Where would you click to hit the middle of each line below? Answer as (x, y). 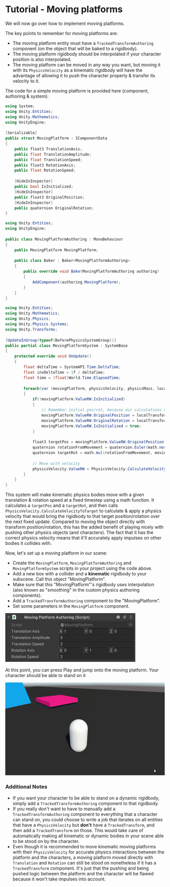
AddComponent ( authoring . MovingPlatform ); (77, 282)
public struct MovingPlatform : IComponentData (56, 138)
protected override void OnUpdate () (53, 356)
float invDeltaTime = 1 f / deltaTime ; (64, 372)
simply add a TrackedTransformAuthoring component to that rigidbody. (86, 803)
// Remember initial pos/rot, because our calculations (101, 410)
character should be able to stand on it (46, 676)
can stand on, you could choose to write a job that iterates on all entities (88, 819)
